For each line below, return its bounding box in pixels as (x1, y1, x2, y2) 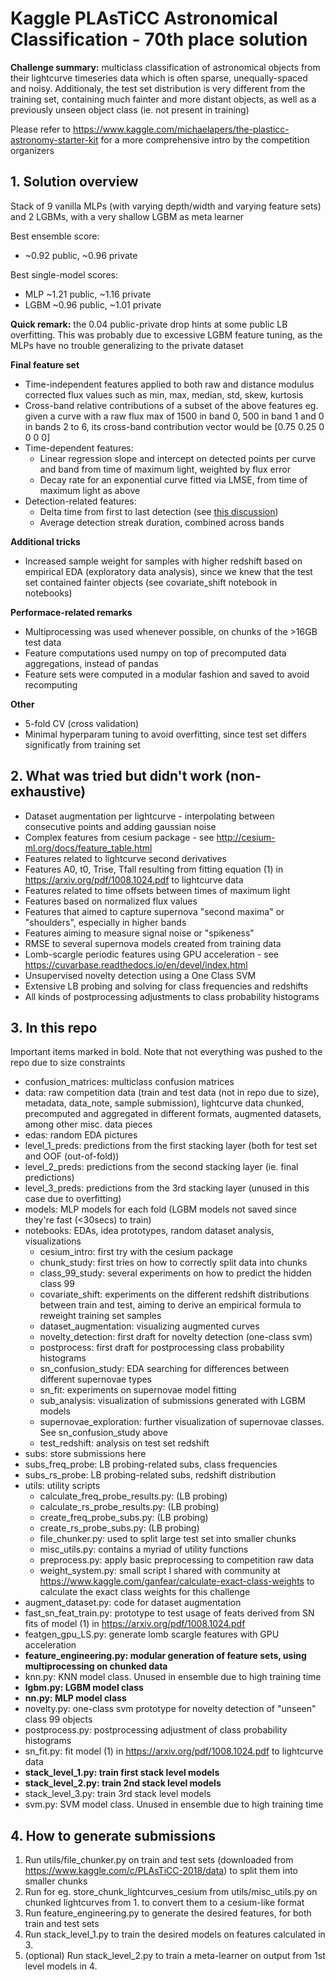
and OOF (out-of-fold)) (24, 1150, 120, 1162)
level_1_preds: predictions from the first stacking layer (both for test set (24, 1140, 318, 1152)
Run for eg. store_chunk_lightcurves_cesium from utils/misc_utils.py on (24, 1886, 318, 1898)
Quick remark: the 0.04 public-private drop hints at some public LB (10, 318, 288, 330)
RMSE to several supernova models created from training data (24, 937, 282, 949)
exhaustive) (10, 783, 87, 801)
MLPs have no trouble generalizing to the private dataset (10, 339, 244, 351)
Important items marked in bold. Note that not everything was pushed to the (10, 1046, 323, 1058)
